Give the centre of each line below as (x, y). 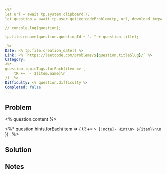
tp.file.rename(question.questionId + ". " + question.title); (72, 37)
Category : (15, 59)
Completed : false (23, 87)
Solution (18, 150)
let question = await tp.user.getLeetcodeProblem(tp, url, (68, 19)
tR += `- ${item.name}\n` (41, 73)
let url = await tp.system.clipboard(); (48, 14)
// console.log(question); (33, 28)
